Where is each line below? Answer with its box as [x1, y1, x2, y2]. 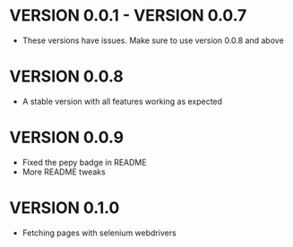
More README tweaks [22, 166, 106, 177]
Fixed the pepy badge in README [22, 157, 147, 167]
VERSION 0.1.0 [9, 198, 120, 217]
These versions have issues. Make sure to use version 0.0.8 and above [22, 35, 284, 46]
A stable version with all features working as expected [22, 96, 222, 106]
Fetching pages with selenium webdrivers [22, 227, 177, 238]
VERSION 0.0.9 [9, 127, 124, 148]
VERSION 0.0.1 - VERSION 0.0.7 [9, 5, 247, 26]
